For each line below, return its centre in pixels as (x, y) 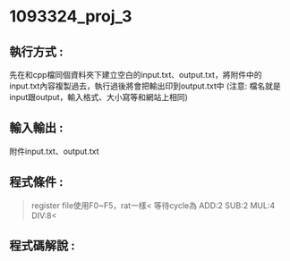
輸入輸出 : (36, 128)
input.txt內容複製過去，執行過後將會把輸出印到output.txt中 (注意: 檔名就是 (145, 86)
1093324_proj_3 (71, 17)
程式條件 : (36, 182)
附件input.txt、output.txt (54, 151)
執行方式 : (36, 51)
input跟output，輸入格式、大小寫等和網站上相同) (98, 97)
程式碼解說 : (42, 246)
